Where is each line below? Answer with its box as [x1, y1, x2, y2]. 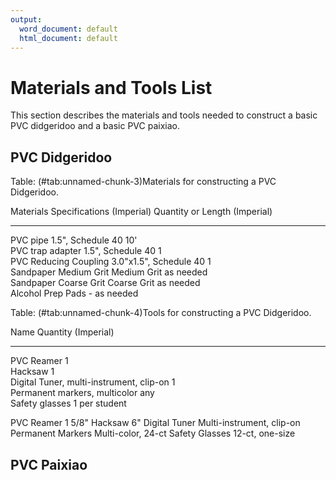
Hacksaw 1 [10, 366, 55, 378]
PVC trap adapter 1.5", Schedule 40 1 [10, 245, 162, 257]
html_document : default [19, 33, 118, 43]
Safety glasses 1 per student [10, 397, 127, 410]
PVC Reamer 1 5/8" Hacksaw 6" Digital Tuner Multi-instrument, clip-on [10, 417, 301, 429]
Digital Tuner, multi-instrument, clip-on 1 [10, 376, 176, 388]
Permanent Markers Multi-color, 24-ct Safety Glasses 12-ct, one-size [10, 427, 296, 440]
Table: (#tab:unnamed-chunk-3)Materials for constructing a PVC [10, 176, 277, 188]
